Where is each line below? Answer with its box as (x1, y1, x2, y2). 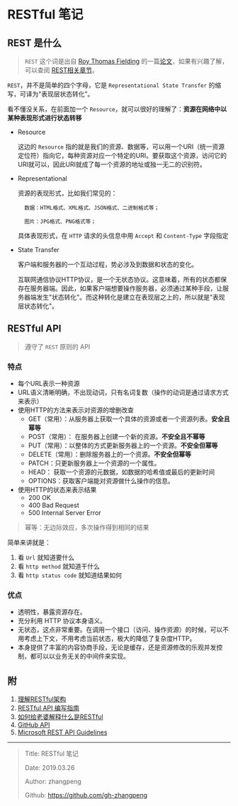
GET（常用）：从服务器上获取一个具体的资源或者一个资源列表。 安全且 (28, 415, 230, 424)
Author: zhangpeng (24, 777, 81, 786)
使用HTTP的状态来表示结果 (17, 486, 97, 494)
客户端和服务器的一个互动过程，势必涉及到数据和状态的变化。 (17, 260, 198, 268)
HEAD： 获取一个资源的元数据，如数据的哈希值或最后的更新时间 (28, 468, 215, 477)
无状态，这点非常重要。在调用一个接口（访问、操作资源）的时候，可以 (17, 625, 223, 634)
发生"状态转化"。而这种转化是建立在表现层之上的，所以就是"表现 (36, 293, 225, 301)
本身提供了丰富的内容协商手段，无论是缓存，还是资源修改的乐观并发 (17, 643, 217, 652)
